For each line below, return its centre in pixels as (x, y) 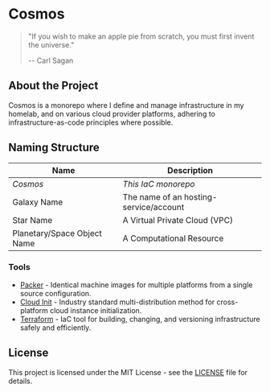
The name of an (152, 196)
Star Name (33, 220)
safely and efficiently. (55, 328)
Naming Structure (54, 148)
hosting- (200, 196)
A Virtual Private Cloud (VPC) (178, 220)
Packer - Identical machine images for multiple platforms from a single (136, 285)
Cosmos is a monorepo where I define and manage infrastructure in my (126, 105)
